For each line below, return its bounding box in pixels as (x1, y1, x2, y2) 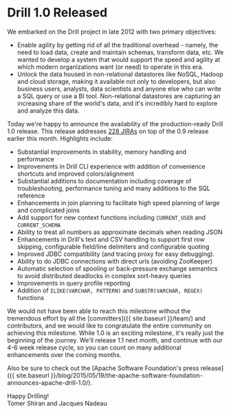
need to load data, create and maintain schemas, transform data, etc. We (16, 48, 224, 56)
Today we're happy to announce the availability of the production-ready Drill (7, 119, 223, 128)
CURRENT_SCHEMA (16, 222, 61, 229)
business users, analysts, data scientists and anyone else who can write (16, 84, 221, 93)
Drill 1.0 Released (7, 5, 108, 21)
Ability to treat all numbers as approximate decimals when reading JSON (16, 228, 223, 236)
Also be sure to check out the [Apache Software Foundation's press (7, 364, 199, 372)
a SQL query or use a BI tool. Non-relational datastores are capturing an (16, 91, 221, 100)
